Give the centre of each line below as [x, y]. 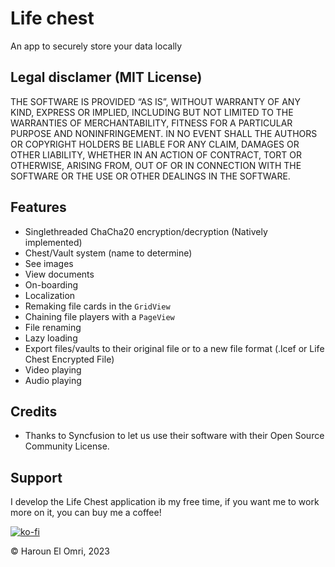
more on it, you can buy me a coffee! [86, 513]
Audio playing [53, 380]
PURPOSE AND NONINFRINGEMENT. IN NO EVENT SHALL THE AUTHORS [164, 133]
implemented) [53, 242]
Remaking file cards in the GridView [97, 306]
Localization [50, 295]
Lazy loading [51, 338]
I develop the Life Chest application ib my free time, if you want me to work [165, 502]
